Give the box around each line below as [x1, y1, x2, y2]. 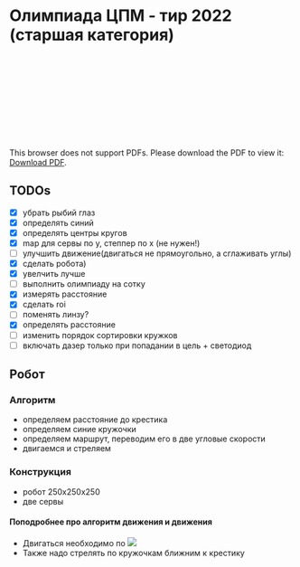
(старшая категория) [9, 24, 174, 45]
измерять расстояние [22, 288, 108, 299]
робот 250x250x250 [22, 486, 101, 497]
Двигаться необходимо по [22, 537, 127, 548]
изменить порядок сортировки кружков [22, 329, 178, 340]
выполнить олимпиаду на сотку [22, 279, 146, 289]
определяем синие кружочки [22, 424, 137, 435]
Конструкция [9, 466, 72, 478]
